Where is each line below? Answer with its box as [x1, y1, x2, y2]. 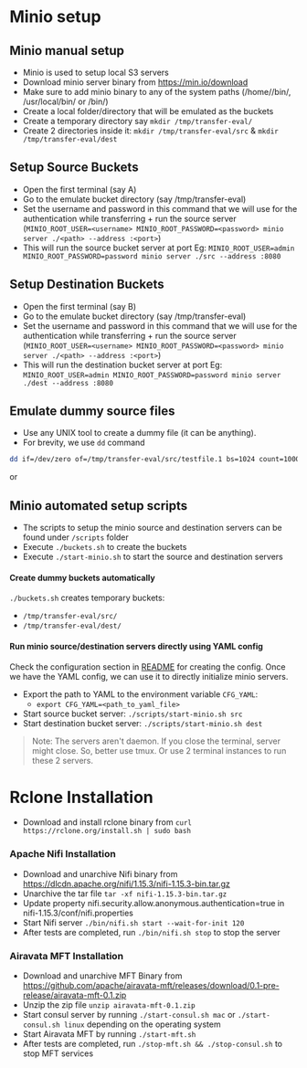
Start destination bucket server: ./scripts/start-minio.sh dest [22, 717, 263, 728]
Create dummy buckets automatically [9, 572, 155, 583]
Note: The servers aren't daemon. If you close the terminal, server [31, 735, 281, 746]
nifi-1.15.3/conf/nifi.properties [22, 907, 134, 918]
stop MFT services [22, 1048, 94, 1059]
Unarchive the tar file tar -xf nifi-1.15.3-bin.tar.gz [22, 888, 228, 899]
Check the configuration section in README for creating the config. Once [9, 661, 286, 672]
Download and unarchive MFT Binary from [22, 970, 183, 981]
